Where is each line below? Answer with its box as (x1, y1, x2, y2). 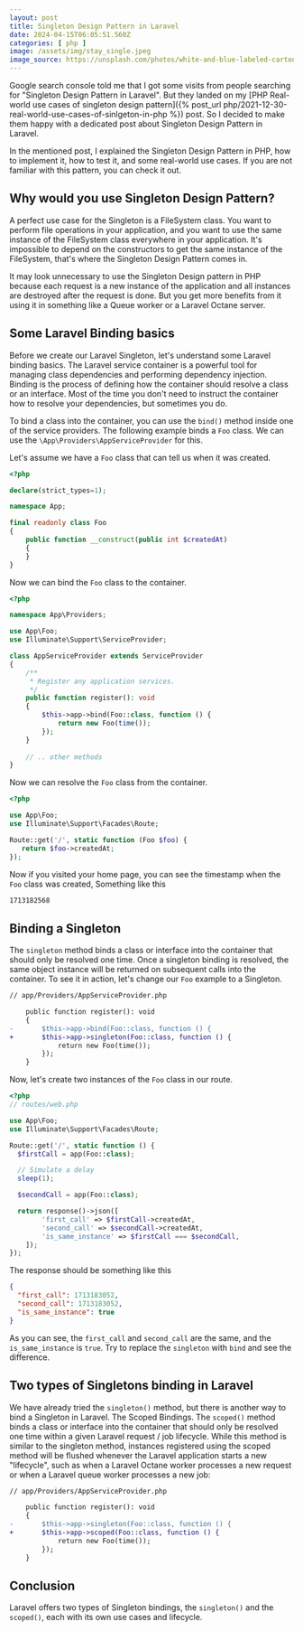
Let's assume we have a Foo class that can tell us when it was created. (9, 452, 271, 463)
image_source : (9, 55, 63, 64)
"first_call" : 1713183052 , (17, 1291, 119, 1300)
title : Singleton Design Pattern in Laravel (9, 22, 179, 31)
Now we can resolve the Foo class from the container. (9, 777, 208, 788)
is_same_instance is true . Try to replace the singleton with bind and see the (9, 1342, 292, 1353)
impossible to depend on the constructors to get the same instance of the (9, 243, 283, 254)
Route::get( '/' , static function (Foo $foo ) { (9, 835, 188, 845)
